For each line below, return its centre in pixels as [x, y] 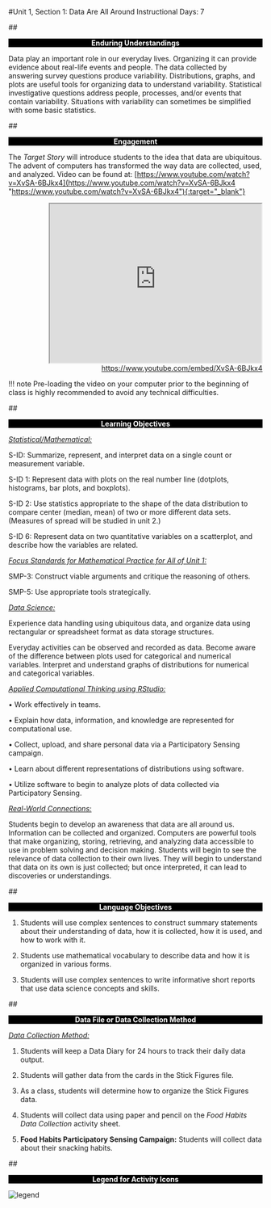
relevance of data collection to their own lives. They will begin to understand [135, 859]
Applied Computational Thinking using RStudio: [87, 689]
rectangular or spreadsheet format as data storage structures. [111, 632]
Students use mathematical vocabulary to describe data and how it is [135, 955]
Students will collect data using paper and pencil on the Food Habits [133, 1115]
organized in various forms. [65, 964]
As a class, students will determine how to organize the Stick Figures [134, 1091]
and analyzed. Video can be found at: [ [73, 174]
